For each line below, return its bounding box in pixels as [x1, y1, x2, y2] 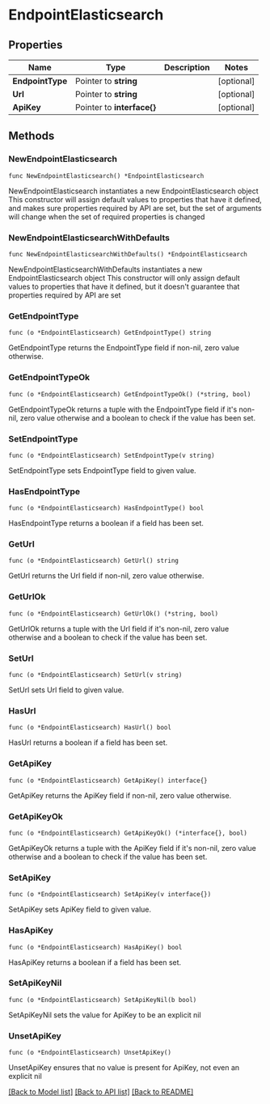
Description [164, 62, 210, 73]
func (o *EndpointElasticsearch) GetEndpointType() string [8, 329, 212, 337]
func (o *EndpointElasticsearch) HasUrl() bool [8, 724, 172, 732]
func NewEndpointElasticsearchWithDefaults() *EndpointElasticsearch [8, 250, 248, 258]
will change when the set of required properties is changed [8, 212, 205, 222]
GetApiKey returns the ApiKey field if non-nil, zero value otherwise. [8, 790, 232, 800]
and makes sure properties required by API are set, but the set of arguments [8, 203, 262, 213]
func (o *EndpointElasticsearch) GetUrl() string [8, 556, 179, 565]
